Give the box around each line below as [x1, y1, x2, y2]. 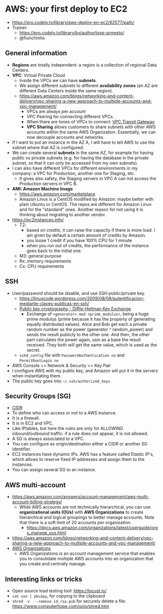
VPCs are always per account [26, 108, 86, 114]
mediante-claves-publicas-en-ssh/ [19, 300, 89, 307]
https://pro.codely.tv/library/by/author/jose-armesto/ [19, 30, 125, 35]
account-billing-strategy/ [12, 499, 62, 505]
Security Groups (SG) [5, 392, 71, 400]
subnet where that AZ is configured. [12, 144, 84, 150]
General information [5, 49, 67, 57]
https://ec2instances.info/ [12, 217, 64, 222]
